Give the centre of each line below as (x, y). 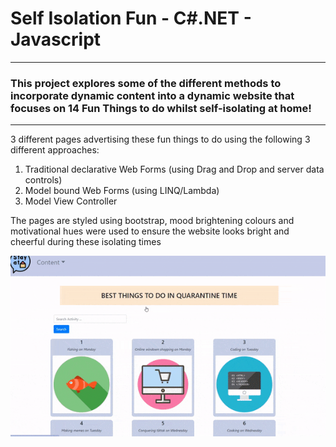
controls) (43, 180)
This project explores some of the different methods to (146, 83)
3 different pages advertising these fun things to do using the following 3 (160, 139)
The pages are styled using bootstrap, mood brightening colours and (152, 221)
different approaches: (55, 150)
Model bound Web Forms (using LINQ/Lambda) (122, 191)
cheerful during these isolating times (86, 242)
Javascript (56, 39)
